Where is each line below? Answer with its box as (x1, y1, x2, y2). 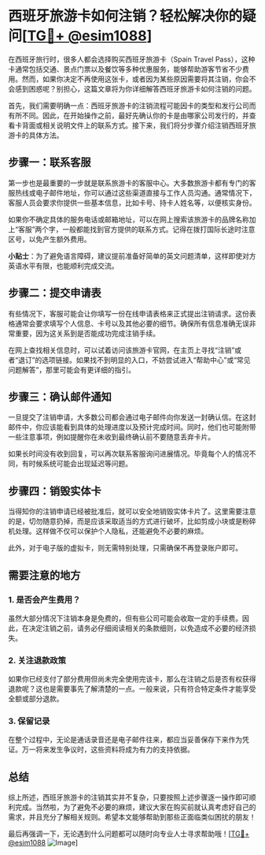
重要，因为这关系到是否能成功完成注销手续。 (14, 328, 160, 338)
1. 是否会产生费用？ (8, 594, 81, 605)
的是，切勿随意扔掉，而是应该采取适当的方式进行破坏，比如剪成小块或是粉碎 (8, 517, 256, 526)
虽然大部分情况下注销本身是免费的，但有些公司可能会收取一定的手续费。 (8, 613, 242, 623)
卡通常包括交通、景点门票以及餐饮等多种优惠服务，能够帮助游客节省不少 (8, 64, 242, 73)
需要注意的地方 (8, 569, 81, 582)
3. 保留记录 (8, 715, 50, 726)
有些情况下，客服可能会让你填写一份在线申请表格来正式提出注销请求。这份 (8, 308, 249, 318)
